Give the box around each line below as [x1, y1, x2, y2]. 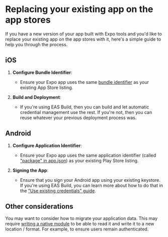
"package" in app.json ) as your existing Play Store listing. [20, 157, 139, 164]
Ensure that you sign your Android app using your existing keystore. [20, 177, 161, 183]
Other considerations [5, 202, 74, 210]
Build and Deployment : [12, 94, 61, 100]
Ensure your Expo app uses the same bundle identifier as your [20, 79, 149, 85]
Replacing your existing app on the [5, 4, 153, 15]
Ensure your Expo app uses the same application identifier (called [20, 152, 156, 158]
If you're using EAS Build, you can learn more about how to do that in [20, 182, 163, 188]
